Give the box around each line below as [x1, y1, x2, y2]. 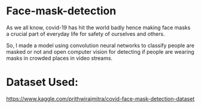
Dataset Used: [6, 76, 79, 89]
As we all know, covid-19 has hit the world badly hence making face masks [6, 24, 191, 31]
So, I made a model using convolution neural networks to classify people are [6, 42, 194, 49]
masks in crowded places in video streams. [6, 54, 112, 61]
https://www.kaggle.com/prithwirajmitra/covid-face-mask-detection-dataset [6, 95, 195, 102]
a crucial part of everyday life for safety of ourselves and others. [6, 30, 165, 37]
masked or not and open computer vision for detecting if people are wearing [6, 48, 194, 55]
